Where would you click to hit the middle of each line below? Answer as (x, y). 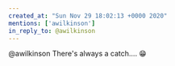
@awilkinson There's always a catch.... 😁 (77, 54)
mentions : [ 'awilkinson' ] (52, 23)
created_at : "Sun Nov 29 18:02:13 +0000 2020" (88, 16)
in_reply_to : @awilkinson (52, 31)
